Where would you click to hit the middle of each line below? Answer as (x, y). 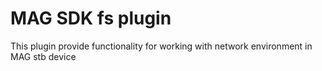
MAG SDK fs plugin (91, 18)
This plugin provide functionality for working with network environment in (161, 46)
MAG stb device (43, 56)
